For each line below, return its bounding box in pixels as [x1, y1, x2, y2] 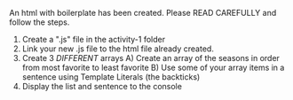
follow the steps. [9, 17, 70, 27]
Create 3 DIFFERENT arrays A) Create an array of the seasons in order [21, 53, 280, 63]
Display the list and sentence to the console [21, 81, 182, 91]
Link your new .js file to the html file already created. [21, 43, 215, 54]
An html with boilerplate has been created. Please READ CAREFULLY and [9, 8, 277, 18]
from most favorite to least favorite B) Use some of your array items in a [21, 62, 285, 73]
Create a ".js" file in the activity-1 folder [21, 35, 166, 44]
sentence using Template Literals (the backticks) [21, 72, 201, 82]
